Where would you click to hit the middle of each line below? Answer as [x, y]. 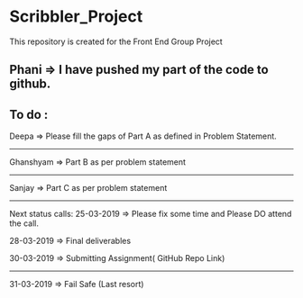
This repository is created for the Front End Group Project [116, 41]
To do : [29, 114]
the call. [24, 223]
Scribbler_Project [76, 17]
